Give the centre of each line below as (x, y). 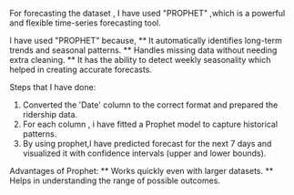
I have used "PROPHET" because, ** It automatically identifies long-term (146, 41)
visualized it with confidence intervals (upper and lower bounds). (144, 153)
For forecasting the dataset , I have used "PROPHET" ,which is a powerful (147, 13)
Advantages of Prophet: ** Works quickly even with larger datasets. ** (142, 171)
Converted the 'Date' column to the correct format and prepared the (150, 105)
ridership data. (50, 114)
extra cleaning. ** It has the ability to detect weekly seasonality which (140, 60)
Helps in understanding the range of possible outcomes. (115, 180)
